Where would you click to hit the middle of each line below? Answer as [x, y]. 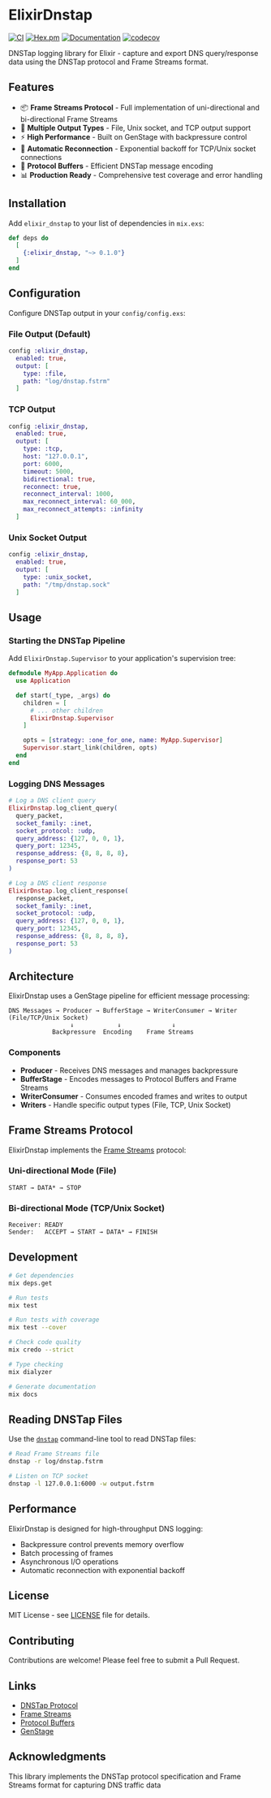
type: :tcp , [43, 449]
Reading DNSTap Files [66, 1419]
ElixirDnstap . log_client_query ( [63, 808]
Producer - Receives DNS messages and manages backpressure [129, 1070]
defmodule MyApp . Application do [63, 673]
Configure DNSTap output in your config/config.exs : [97, 313]
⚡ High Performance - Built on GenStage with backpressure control [133, 136]
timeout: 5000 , [49, 471]
